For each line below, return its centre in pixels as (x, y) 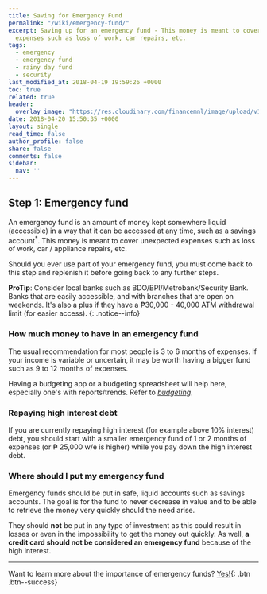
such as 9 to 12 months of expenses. (68, 368)
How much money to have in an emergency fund (103, 334)
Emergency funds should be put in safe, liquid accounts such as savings (126, 493)
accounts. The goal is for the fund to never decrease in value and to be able (132, 502)
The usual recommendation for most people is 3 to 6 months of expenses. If (132, 351)
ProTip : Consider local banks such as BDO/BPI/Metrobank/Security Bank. (128, 288)
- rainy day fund (44, 68)
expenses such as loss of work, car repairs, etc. (101, 38)
